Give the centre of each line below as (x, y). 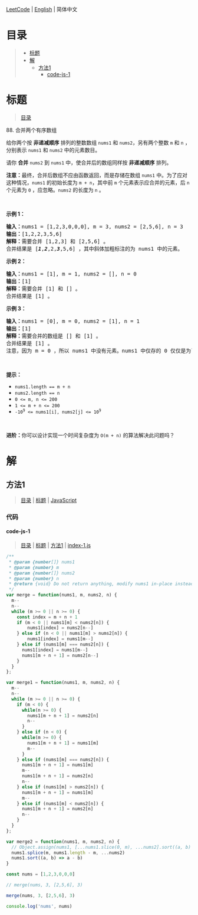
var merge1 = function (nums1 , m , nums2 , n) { (63, 683)
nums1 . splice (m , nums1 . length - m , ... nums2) (68, 853)
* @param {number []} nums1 (42, 562)
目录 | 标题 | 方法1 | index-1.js (56, 545)
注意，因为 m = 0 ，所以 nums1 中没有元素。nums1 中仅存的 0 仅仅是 (96, 351)
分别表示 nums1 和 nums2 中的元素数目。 (53, 150)
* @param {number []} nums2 (42, 573)
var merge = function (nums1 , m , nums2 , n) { (62, 595)
